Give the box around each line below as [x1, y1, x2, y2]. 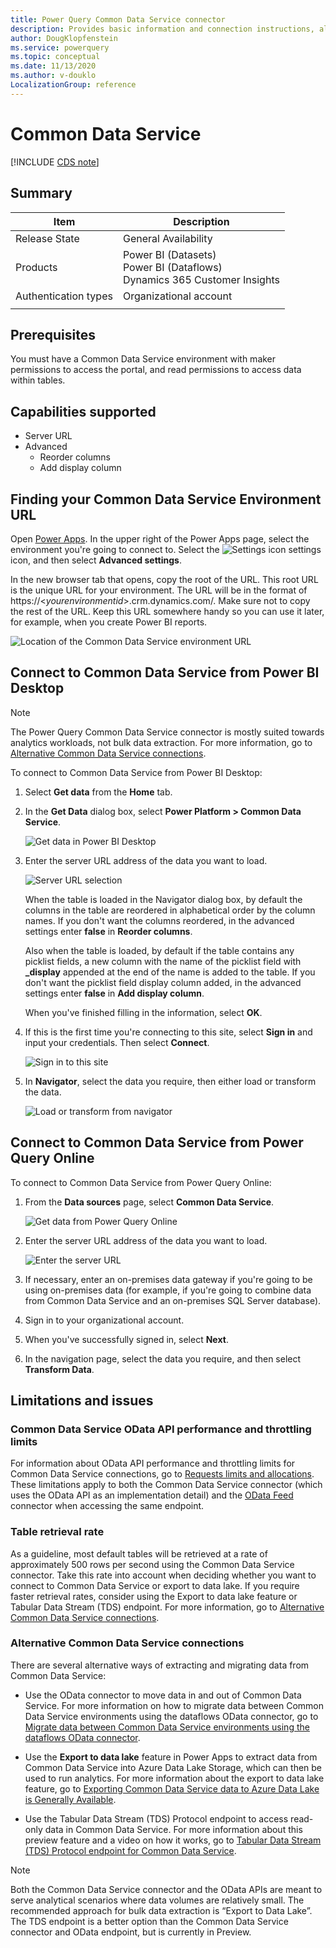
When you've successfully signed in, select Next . [24, 1333, 229, 1345]
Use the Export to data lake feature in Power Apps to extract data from [24, 1751, 318, 1763]
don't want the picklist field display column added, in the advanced [24, 976, 302, 988]
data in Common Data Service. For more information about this [44, 1823, 303, 1835]
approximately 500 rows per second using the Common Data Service [10, 1558, 295, 1570]
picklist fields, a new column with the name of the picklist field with [24, 955, 302, 967]
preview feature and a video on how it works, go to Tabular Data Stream [24, 1834, 322, 1846]
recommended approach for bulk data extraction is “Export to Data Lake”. [10, 1904, 313, 1916]
